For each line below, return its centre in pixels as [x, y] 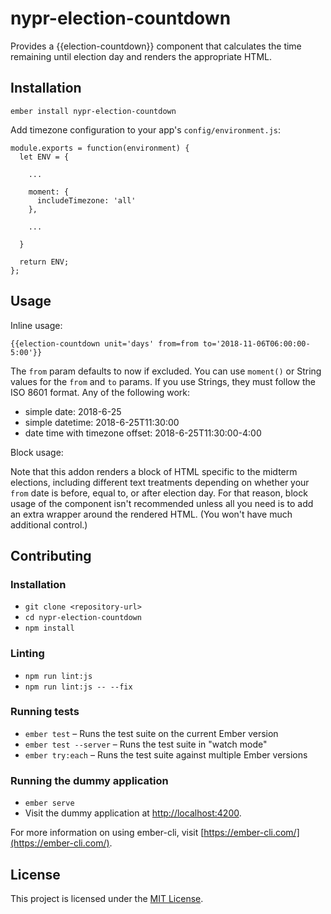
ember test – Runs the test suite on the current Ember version [151, 733]
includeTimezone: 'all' [86, 200]
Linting [27, 654]
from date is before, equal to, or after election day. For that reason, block [159, 493]
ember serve [49, 803]
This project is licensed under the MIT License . [107, 898]
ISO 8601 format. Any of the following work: [100, 392]
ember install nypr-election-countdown [93, 111]
